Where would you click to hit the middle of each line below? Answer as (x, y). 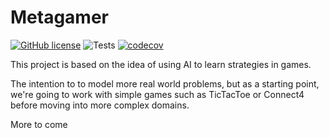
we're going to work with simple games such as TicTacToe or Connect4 (157, 94)
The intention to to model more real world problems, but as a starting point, (165, 83)
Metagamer (59, 17)
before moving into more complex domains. (100, 105)
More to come (39, 124)
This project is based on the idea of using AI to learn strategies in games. (161, 64)
